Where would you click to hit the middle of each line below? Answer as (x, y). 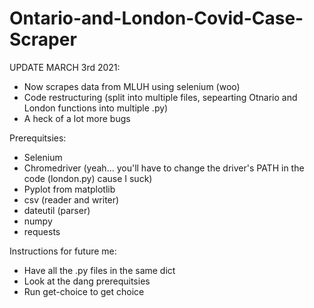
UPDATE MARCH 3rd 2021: (65, 67)
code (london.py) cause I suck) (88, 178)
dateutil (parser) (57, 210)
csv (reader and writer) (71, 199)
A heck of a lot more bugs (77, 118)
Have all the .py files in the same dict (99, 270)
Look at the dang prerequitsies (87, 281)
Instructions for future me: (63, 251)
